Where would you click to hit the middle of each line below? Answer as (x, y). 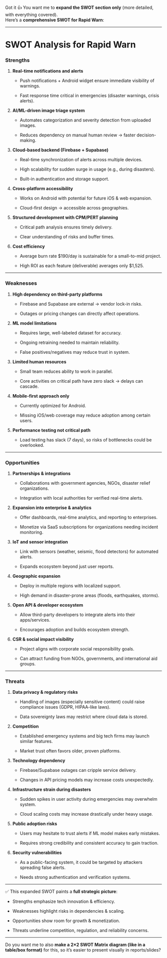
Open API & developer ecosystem (48, 605)
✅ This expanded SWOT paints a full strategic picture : (61, 892)
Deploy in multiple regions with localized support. (70, 586)
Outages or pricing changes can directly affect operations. (80, 314)
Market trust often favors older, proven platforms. (70, 751)
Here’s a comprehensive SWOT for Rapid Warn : (55, 20)
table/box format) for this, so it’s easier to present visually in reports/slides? (83, 950)
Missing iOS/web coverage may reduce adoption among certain (85, 415)
